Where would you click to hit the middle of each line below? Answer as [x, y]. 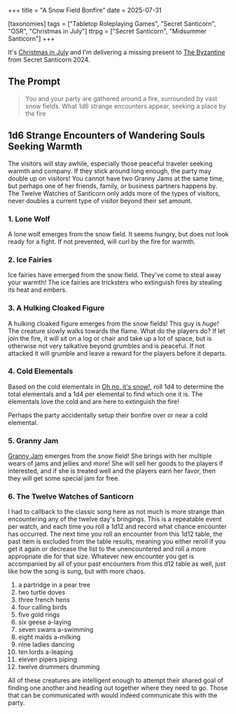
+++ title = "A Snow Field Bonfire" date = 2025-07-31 [85, 10]
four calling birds [42, 607]
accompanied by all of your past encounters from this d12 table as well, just [117, 564]
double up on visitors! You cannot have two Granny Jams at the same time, [116, 178]
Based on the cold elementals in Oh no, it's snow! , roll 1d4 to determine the [116, 386]
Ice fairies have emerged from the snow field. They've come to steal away [115, 275]
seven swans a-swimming [56, 630]
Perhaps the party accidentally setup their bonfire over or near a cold [108, 415]
